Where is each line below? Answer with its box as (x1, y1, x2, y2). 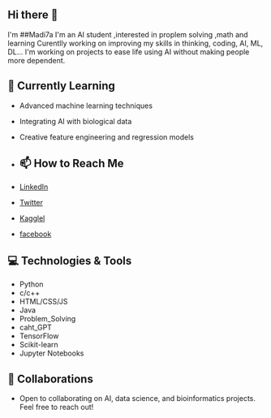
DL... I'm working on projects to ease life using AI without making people (7, 46, 250, 57)
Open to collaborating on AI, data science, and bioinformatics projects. (19, 394, 256, 403)
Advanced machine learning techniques (19, 101, 153, 110)
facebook (19, 229, 52, 239)
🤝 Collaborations (7, 372, 94, 386)
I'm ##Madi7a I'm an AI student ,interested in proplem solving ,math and (7, 29, 248, 39)
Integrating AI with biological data (19, 116, 132, 126)
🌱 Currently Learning (7, 79, 115, 93)
